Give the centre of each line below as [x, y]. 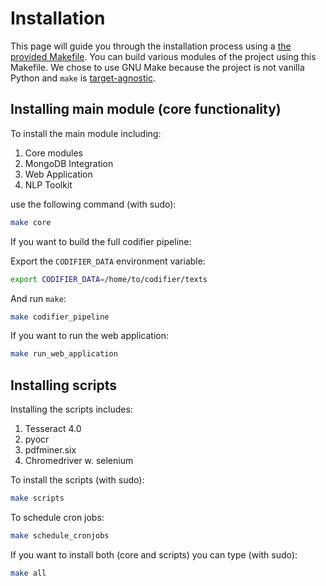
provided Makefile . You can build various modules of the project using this [163, 56]
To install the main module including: [86, 133]
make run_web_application [64, 354]
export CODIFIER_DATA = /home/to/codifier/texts [109, 279]
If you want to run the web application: [90, 336]
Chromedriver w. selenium [79, 461]
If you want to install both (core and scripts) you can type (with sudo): [154, 554]
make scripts [37, 498]
